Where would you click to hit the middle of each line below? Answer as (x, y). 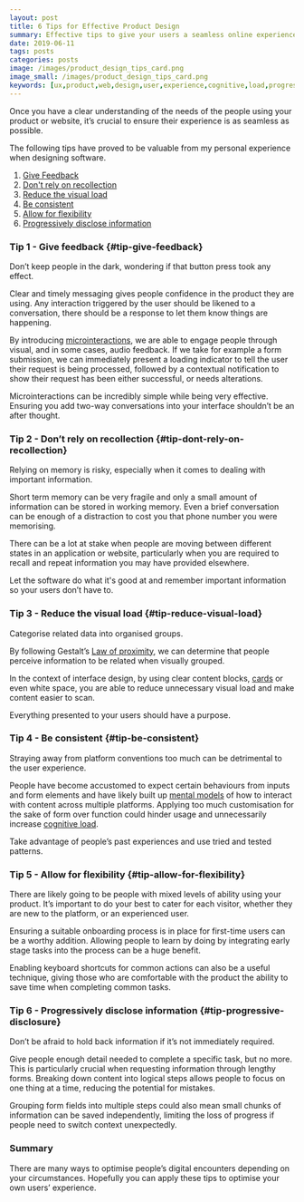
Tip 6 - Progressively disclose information (104, 1011)
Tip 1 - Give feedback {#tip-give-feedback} (106, 247)
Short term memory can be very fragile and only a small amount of (133, 497)
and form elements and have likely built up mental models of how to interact (151, 795)
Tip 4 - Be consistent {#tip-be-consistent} (104, 738)
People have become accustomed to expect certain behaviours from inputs (150, 785)
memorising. (33, 526)
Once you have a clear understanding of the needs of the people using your (151, 111)
